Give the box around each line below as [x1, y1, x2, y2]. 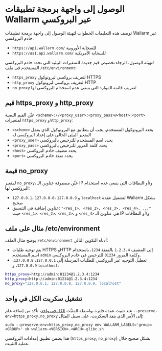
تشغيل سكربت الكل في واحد [5, 295, 82, 303]
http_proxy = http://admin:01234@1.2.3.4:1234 [5, 276, 97, 281]
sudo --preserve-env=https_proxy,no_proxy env [5, 322, 102, 327]
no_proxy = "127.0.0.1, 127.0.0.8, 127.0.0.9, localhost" [5, 281, 121, 286]
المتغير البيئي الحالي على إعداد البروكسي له [12, 131, 92, 138]
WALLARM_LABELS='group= [103, 322, 152, 327]
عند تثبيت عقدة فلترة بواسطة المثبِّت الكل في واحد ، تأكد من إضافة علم [5, 307, 133, 313]
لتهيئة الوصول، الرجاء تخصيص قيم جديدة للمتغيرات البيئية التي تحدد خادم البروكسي [5, 59, 154, 65]
